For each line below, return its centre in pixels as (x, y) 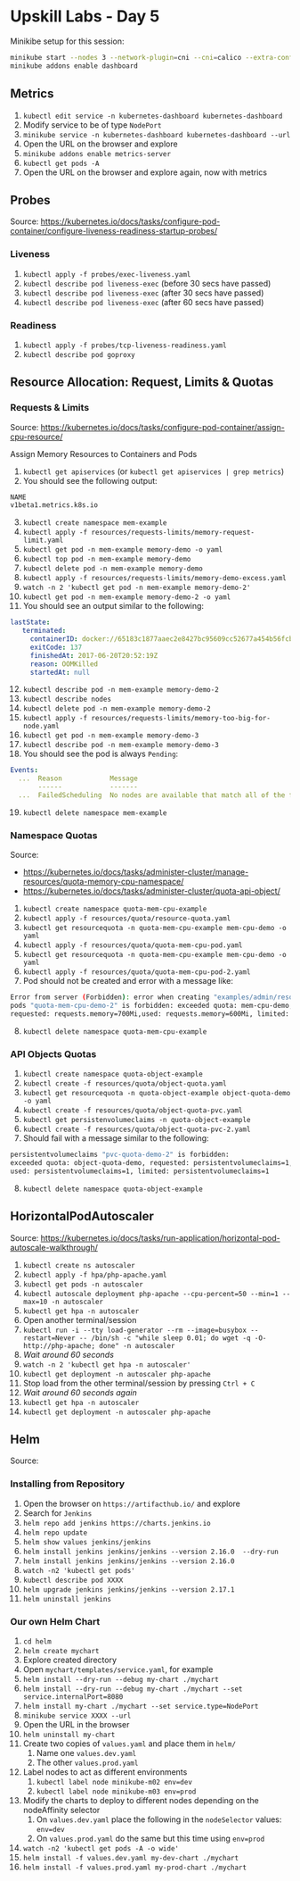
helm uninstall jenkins (67, 1599)
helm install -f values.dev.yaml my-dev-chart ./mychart (131, 1859)
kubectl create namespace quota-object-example (113, 1074)
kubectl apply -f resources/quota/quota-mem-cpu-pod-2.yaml (137, 972)
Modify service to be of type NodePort (92, 125)
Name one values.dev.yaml (86, 1753)
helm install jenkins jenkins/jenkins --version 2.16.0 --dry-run (150, 1552)
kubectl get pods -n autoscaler (83, 1284)
